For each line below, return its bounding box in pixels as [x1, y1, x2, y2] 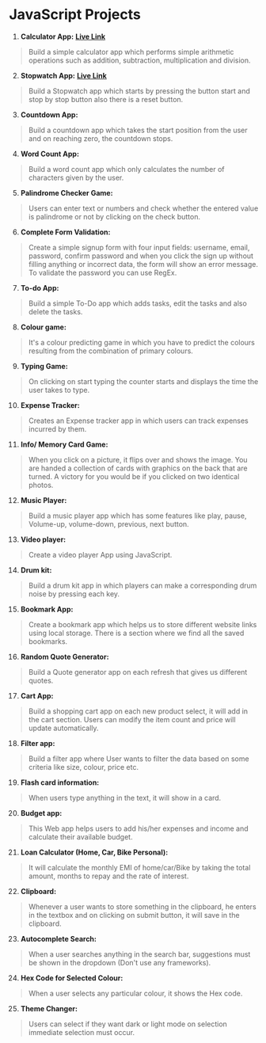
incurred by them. [28, 424, 87, 433]
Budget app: [20, 808, 63, 817]
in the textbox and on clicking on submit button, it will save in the [28, 910, 240, 919]
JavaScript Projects [9, 6, 141, 24]
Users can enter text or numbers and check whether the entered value [28, 204, 259, 213]
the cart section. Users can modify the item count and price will [28, 714, 236, 724]
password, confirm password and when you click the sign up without [28, 251, 254, 261]
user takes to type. [28, 385, 90, 394]
